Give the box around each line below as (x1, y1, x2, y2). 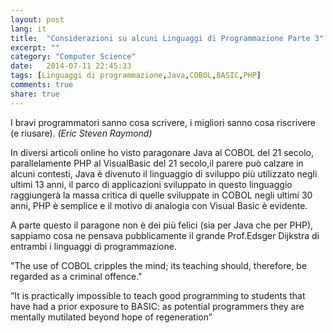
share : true (10, 89, 60, 99)
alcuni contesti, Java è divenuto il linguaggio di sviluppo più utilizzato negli (10, 167, 318, 180)
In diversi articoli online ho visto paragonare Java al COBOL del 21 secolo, (10, 146, 314, 158)
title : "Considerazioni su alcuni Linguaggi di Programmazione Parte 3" (10, 33, 325, 43)
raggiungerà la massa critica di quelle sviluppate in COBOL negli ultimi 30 (10, 189, 313, 201)
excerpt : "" (10, 42, 60, 53)
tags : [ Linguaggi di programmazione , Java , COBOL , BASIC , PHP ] (10, 71, 262, 81)
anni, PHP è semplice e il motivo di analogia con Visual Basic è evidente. (10, 199, 308, 211)
